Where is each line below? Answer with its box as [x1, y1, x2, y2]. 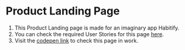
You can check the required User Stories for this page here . [14, 30, 164, 37]
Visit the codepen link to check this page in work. [14, 37, 138, 44]
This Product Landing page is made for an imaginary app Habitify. [14, 24, 180, 31]
